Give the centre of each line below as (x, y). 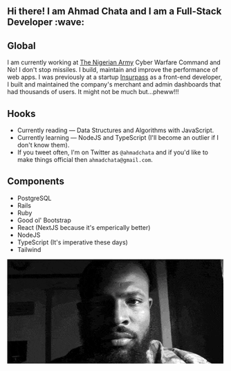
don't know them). (43, 145)
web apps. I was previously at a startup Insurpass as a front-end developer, (115, 77)
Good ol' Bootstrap (44, 220)
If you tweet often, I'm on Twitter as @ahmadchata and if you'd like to (113, 152)
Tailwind (29, 249)
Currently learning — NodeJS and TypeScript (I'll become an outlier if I (118, 138)
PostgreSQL (34, 198)
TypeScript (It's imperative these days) (72, 242)
